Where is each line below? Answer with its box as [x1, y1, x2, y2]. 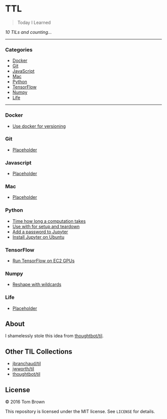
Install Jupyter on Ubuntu [12, 234, 65, 240]
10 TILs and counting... [5, 29, 52, 35]
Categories [5, 46, 33, 53]
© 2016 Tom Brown [5, 399, 45, 405]
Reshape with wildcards [12, 281, 62, 287]
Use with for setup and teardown [12, 223, 80, 229]
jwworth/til [12, 366, 34, 372]
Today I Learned [17, 19, 51, 25]
